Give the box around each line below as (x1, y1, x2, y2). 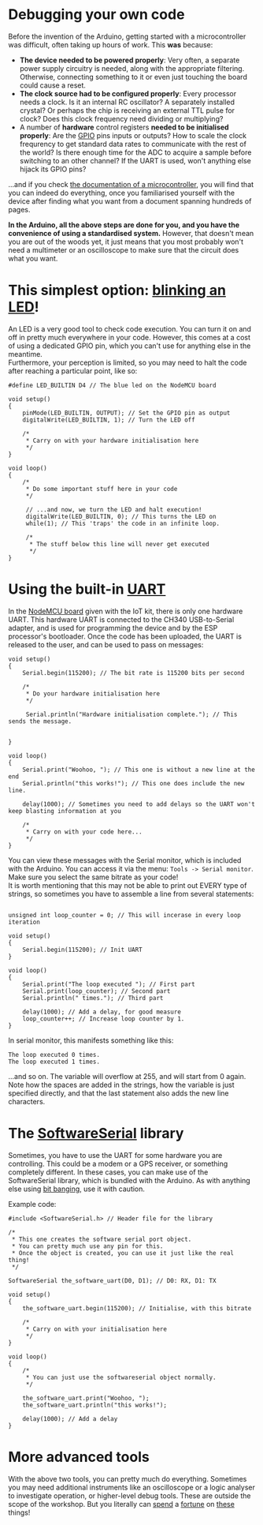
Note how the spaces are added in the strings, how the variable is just (8, 1080, 235, 1089)
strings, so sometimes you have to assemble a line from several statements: (8, 889, 254, 898)
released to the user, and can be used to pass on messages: (8, 639, 204, 649)
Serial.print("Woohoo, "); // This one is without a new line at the (22, 766, 256, 774)
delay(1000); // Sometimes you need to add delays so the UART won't (22, 800, 256, 808)
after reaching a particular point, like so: (8, 365, 138, 376)
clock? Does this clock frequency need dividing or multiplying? (19, 114, 224, 123)
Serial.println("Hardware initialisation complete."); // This (25, 710, 238, 718)
